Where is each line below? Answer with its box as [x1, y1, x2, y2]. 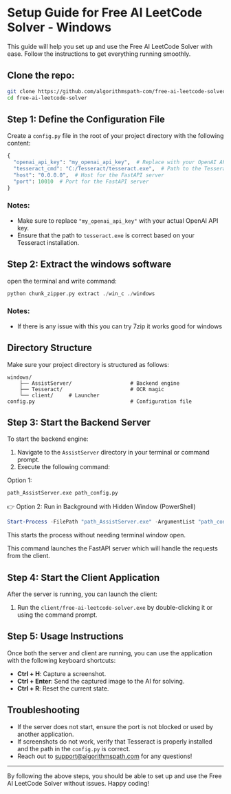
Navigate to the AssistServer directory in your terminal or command [16, 448, 210, 457]
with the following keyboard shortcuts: [7, 656, 116, 664]
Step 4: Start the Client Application [7, 571, 160, 584]
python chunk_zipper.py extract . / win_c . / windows [7, 290, 155, 297]
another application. [16, 730, 74, 738]
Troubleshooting [7, 704, 80, 716]
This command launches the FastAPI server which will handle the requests [7, 544, 218, 553]
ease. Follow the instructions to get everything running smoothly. [7, 50, 191, 58]
